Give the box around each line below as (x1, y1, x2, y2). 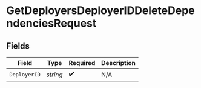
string (46, 70, 63, 79)
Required (68, 59, 96, 67)
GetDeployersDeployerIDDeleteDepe (6, 4, 195, 18)
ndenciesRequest (6, 16, 97, 30)
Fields (6, 41, 30, 51)
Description (100, 59, 136, 67)
